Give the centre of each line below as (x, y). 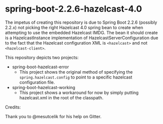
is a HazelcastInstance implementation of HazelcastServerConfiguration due (82, 38)
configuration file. (37, 82)
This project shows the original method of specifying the (76, 72)
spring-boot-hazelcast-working (44, 87)
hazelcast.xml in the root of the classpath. (61, 97)
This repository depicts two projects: (42, 57)
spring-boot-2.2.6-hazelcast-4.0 (73, 9)
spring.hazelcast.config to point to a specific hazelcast (76, 77)
